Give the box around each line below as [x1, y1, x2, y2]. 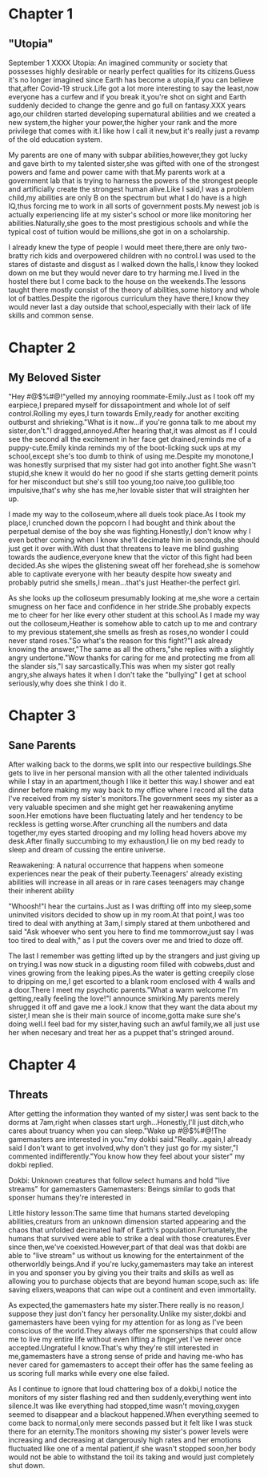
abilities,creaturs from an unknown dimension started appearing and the [8, 1216, 246, 1226]
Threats [8, 1087, 49, 1101]
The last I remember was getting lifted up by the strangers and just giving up [8, 951, 261, 961]
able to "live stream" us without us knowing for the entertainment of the [8, 1251, 245, 1260]
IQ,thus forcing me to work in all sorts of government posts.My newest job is [8, 201, 260, 211]
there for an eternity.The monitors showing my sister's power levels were [8, 1426, 249, 1436]
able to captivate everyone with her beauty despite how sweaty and [8, 569, 232, 578]
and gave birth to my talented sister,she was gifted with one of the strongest [8, 159, 260, 168]
